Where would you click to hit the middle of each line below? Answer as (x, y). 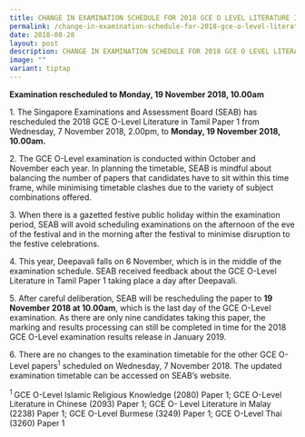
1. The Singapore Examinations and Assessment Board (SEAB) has (133, 112)
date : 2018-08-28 (42, 35)
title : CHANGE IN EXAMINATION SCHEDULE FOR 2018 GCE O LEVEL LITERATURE (150, 18)
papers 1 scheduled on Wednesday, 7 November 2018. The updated (157, 364)
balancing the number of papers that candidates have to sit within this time (149, 177)
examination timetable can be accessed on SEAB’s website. (121, 375)
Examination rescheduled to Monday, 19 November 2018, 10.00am (137, 94)
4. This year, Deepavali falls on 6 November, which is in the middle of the (146, 261)
